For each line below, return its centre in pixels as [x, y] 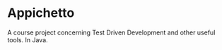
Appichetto [41, 13]
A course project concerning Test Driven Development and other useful [111, 32]
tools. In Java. [28, 39]
